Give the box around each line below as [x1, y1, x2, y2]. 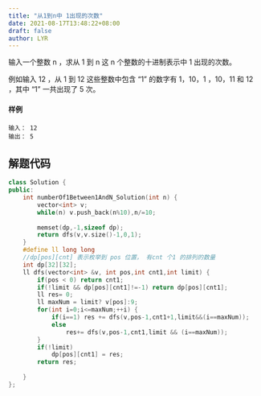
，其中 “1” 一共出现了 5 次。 [8, 85, 100, 94]
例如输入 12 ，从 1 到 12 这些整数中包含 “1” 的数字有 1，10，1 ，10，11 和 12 [8, 74, 254, 85]
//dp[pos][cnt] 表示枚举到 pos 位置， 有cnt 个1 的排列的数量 [22, 254, 216, 262]
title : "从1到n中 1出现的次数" [8, 11, 104, 20]
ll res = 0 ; [37, 291, 74, 299]
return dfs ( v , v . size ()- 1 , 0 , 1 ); [37, 231, 142, 239]
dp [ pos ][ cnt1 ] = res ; [51, 351, 124, 359]
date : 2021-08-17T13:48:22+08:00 [8, 19, 120, 27]
